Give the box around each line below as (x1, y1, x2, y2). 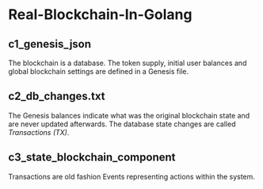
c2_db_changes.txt (8, 90, 105, 103)
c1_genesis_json (8, 37, 92, 51)
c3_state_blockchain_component (8, 151, 176, 164)
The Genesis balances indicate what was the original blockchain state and (8, 110, 250, 120)
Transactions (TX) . (8, 127, 70, 137)
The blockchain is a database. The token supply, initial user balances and (8, 58, 247, 67)
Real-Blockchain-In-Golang (8, 6, 192, 24)
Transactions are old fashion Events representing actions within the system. (8, 172, 256, 181)
